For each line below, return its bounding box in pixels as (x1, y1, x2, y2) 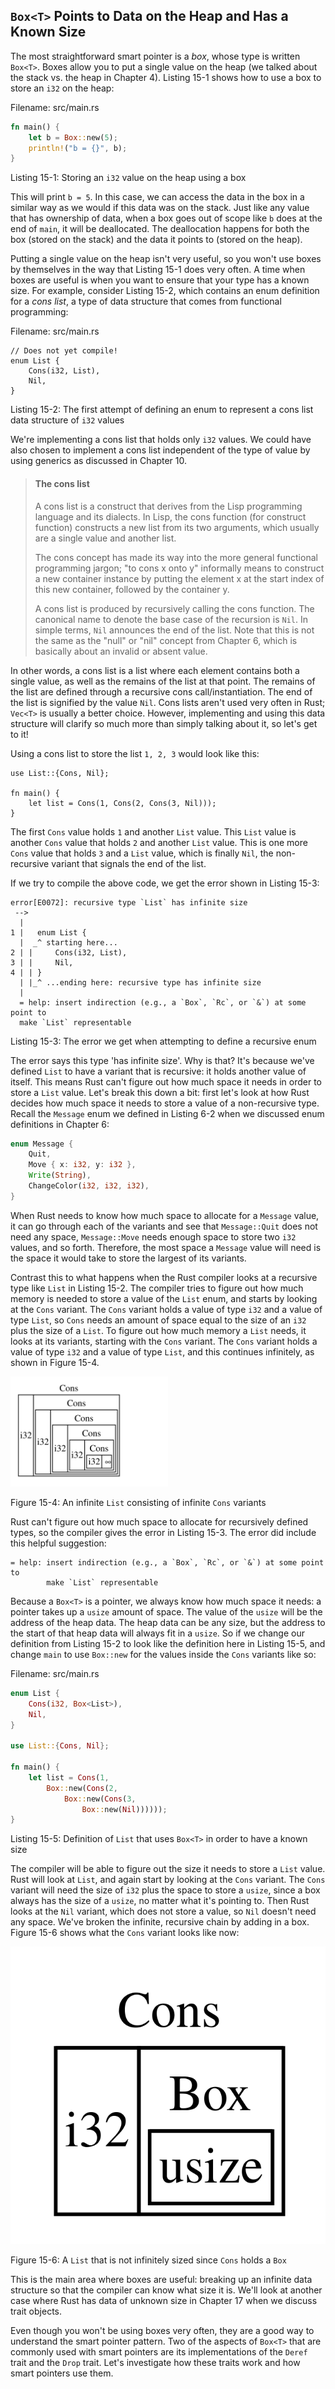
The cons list (34, 477, 90, 489)
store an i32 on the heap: (10, 82, 115, 94)
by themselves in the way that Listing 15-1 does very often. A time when (10, 264, 306, 276)
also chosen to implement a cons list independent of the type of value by (10, 444, 311, 456)
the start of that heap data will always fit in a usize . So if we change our (10, 1627, 305, 1639)
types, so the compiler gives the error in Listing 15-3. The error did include (10, 1526, 317, 1538)
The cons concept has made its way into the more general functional (34, 551, 318, 563)
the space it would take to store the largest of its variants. (10, 1252, 247, 1264)
